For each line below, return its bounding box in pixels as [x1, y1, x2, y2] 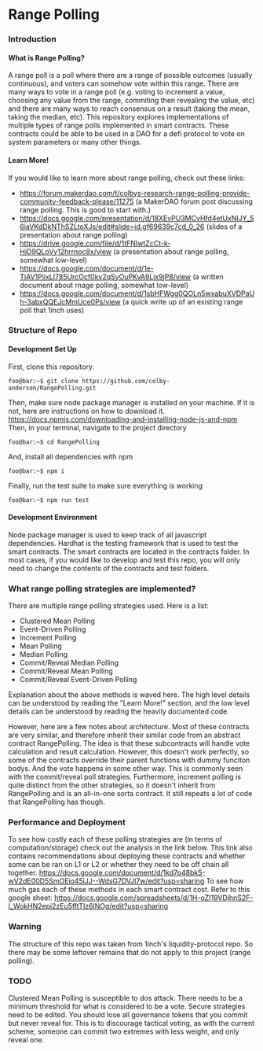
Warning [8, 921, 42, 932]
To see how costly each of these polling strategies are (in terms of [8, 835, 222, 844]
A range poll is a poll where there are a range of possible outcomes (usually [8, 71, 253, 80]
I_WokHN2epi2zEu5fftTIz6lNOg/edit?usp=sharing [8, 902, 169, 911]
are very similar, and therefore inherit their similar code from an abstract [8, 730, 241, 740]
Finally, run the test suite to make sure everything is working [8, 481, 203, 490]
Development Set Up [8, 345, 77, 354]
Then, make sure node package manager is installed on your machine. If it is [8, 397, 255, 407]
